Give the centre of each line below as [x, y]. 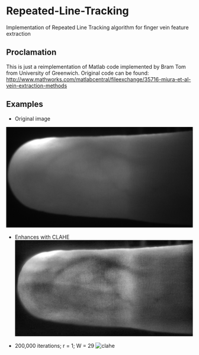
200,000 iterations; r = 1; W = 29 [54, 346]
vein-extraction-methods [37, 85]
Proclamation [31, 53]
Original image [33, 118]
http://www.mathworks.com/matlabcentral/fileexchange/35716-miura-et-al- [99, 79]
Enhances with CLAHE [42, 237]
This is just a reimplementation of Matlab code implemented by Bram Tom [96, 66]
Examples [25, 104]
